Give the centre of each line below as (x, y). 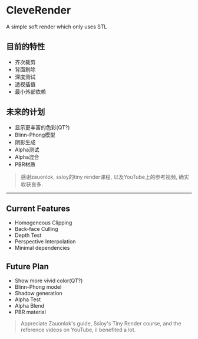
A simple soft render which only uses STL (57, 27)
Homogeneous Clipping (43, 223)
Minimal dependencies (42, 248)
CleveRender (39, 10)
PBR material (30, 312)
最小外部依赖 (30, 92)
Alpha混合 (27, 157)
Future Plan (27, 266)
